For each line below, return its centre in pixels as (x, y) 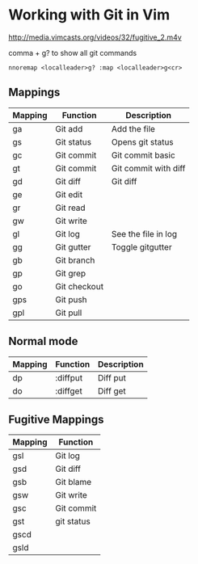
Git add (69, 128)
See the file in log (144, 234)
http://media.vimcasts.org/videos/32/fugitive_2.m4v (95, 37)
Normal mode (43, 341)
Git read (71, 208)
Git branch (75, 260)
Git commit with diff (148, 168)
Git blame (74, 482)
